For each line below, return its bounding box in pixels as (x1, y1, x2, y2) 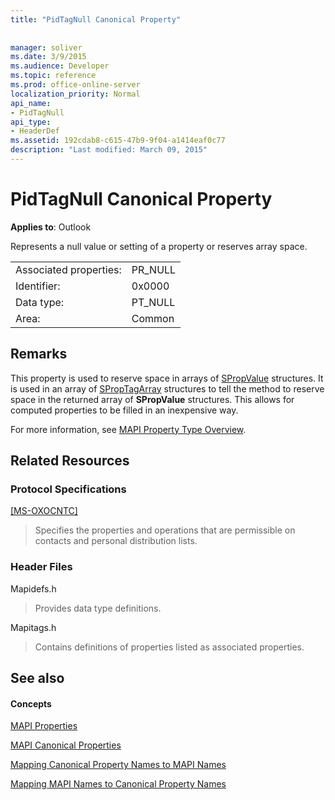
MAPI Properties (10, 720, 78, 732)
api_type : (10, 117, 52, 127)
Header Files (10, 560, 73, 574)
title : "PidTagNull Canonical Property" (10, 14, 182, 25)
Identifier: (15, 279, 61, 293)
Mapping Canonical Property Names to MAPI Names (10, 759, 227, 771)
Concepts (10, 697, 52, 710)
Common (131, 311, 175, 325)
